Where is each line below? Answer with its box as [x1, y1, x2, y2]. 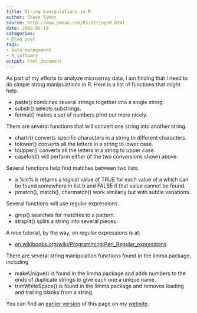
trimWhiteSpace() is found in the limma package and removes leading [14, 282, 184, 289]
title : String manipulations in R [6, 8, 91, 15]
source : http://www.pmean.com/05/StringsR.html [6, 20, 126, 25]
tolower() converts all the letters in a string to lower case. [14, 140, 153, 147]
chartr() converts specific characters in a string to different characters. [14, 134, 187, 141]
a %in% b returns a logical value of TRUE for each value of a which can [14, 176, 189, 183]
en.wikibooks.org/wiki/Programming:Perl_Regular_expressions [14, 240, 167, 247]
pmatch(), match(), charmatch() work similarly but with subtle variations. [14, 188, 191, 195]
